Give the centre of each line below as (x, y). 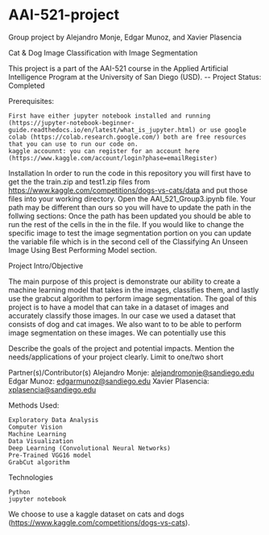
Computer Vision (35, 427)
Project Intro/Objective (46, 265)
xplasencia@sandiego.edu (52, 389)
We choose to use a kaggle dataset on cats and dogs (97, 514)
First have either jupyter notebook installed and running (110, 116)
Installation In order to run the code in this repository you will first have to (130, 173)
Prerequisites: (31, 101)
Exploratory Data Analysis (54, 420)
